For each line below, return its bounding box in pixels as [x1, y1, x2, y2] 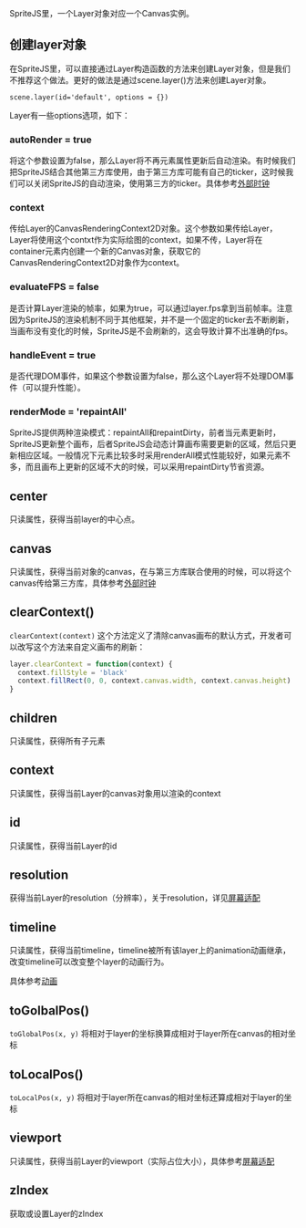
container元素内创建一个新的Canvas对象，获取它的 [9, 245, 201, 257]
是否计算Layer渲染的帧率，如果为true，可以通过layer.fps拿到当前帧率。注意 [9, 302, 293, 313]
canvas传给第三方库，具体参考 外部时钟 [9, 578, 157, 588]
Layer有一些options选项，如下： [9, 109, 130, 120]
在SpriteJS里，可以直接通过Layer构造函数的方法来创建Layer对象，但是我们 [9, 63, 291, 74]
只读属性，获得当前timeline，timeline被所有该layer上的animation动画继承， [9, 945, 291, 956]
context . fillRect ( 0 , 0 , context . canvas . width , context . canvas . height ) [17, 676, 291, 686]
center [9, 488, 48, 504]
